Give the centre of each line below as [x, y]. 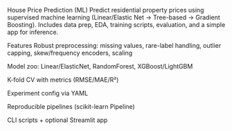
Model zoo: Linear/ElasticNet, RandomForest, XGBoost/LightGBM [100, 66]
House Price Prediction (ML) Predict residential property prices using [106, 10]
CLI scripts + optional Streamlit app [57, 120]
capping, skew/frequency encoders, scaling [70, 53]
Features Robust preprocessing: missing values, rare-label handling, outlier [114, 45]
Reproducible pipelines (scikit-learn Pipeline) [71, 106]
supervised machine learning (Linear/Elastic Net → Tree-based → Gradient [114, 17]
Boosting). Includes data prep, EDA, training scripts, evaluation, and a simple [116, 25]
